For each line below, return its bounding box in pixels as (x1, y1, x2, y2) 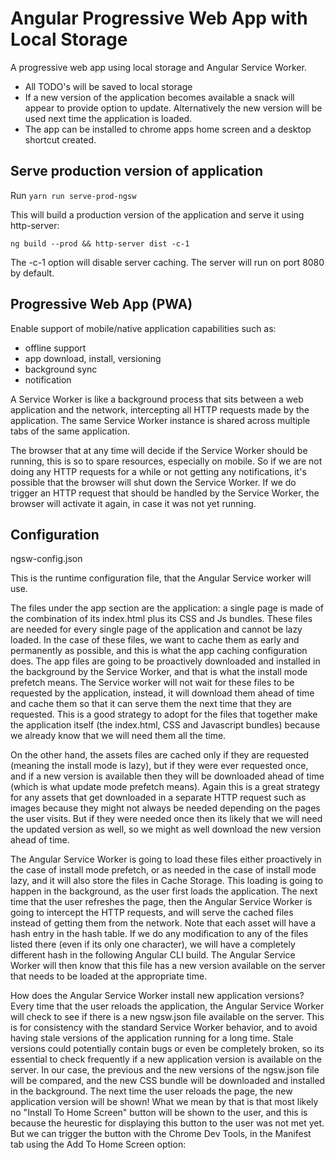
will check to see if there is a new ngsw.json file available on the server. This (10, 1011, 325, 1023)
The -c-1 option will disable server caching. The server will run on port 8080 (10, 256, 325, 268)
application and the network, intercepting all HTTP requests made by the (10, 403, 310, 416)
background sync (24, 363, 98, 375)
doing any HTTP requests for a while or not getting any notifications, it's (10, 465, 307, 477)
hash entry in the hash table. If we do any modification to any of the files (10, 928, 309, 940)
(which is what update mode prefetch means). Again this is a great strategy (10, 781, 321, 793)
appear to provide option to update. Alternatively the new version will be (24, 102, 323, 114)
